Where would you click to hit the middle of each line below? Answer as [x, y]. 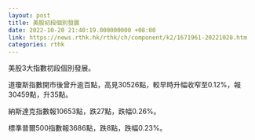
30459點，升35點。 [40, 94]
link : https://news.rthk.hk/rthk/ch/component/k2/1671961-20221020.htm [127, 37]
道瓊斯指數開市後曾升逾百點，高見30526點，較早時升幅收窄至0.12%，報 [125, 85]
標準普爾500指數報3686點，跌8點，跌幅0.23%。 [87, 128]
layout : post [29, 15]
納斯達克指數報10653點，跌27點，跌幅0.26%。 [84, 112]
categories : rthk [36, 45]
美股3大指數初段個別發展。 [52, 68]
